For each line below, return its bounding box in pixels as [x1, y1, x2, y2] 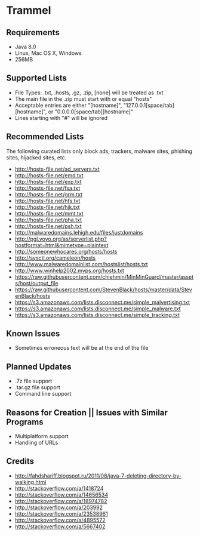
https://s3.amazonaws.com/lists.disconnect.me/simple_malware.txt [14, 305, 181, 312]
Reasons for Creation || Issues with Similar [6, 407, 168, 418]
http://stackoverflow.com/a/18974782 [14, 497, 107, 504]
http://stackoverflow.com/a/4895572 [14, 516, 106, 523]
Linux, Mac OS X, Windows [14, 50, 82, 57]
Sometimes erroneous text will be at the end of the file [14, 344, 149, 352]
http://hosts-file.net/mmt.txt [14, 210, 84, 217]
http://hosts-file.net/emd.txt [14, 171, 84, 179]
